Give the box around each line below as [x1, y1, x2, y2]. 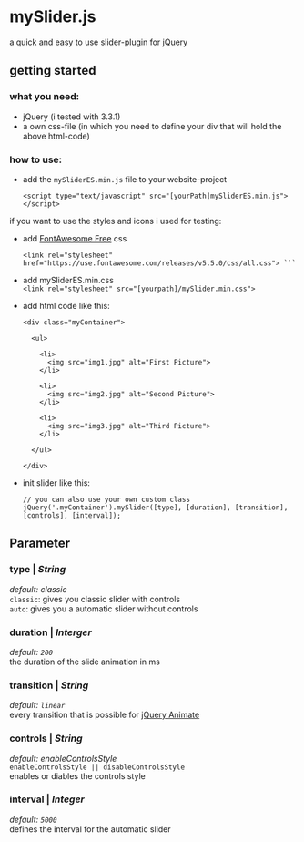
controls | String [9, 732, 83, 744]
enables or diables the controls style [9, 770, 146, 781]
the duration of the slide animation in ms [9, 656, 161, 667]
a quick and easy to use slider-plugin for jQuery [9, 36, 188, 47]
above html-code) [22, 130, 91, 141]
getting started [9, 63, 96, 78]
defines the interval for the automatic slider [9, 823, 171, 835]
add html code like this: [22, 300, 111, 311]
